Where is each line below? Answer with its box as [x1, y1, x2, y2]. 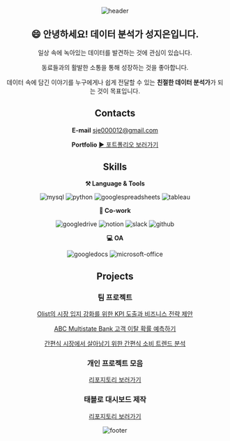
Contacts [94, 107, 136, 119]
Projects [96, 270, 134, 282]
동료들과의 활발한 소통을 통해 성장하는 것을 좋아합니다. [41, 63, 189, 71]
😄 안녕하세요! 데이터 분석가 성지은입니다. [31, 29, 199, 40]
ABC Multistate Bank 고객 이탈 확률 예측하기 [54, 324, 176, 333]
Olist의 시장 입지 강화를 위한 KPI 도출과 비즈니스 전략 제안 [37, 310, 193, 318]
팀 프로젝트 [98, 292, 132, 302]
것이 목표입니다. [97, 87, 141, 95]
